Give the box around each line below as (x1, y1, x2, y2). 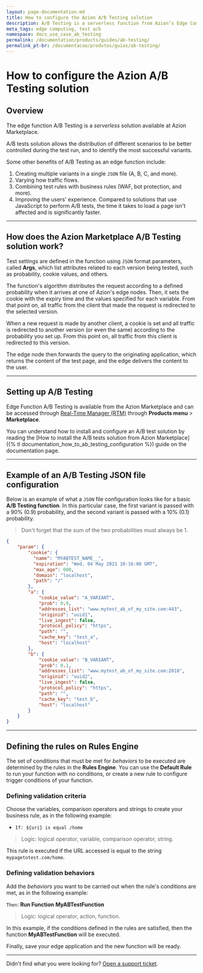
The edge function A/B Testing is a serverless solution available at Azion (6, 122, 187, 129)
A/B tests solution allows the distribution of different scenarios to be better (6, 140, 192, 147)
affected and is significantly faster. (14, 209, 101, 216)
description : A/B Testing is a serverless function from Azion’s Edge (6, 20, 188, 26)
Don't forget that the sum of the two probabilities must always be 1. (21, 527, 188, 534)
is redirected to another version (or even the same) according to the (6, 326, 175, 333)
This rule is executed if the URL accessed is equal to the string (6, 847, 162, 855)
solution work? (6, 241, 63, 252)
